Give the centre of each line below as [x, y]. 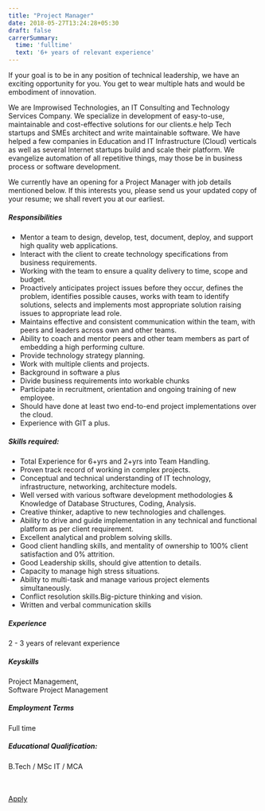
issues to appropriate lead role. [70, 313]
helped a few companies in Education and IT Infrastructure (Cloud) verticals [132, 141]
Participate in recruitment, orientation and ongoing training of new [128, 389]
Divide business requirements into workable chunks [105, 380]
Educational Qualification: [53, 746]
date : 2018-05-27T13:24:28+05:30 [64, 23]
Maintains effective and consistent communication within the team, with [137, 321]
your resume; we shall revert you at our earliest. [87, 199]
